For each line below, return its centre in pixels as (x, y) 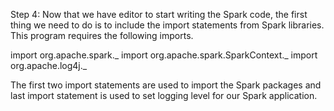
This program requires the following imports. (102, 35)
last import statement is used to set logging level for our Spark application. (164, 95)
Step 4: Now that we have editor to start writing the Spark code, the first (159, 14)
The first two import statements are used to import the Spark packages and (166, 85)
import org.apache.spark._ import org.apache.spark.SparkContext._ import (164, 55)
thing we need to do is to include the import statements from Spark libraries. (167, 25)
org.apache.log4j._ (49, 65)
